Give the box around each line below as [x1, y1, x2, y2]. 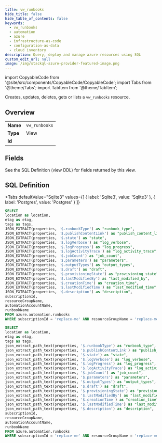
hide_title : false [5, 12, 42, 16]
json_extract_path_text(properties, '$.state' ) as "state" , [5, 352, 129, 357]
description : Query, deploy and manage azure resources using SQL [5, 52, 141, 57]
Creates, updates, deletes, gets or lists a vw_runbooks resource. [5, 94, 130, 100]
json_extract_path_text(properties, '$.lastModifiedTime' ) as [5, 402, 133, 407]
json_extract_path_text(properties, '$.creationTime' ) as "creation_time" [5, 397, 159, 402]
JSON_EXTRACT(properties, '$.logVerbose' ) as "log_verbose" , [5, 240, 131, 245]
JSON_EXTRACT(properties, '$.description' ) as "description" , [5, 289, 133, 295]
